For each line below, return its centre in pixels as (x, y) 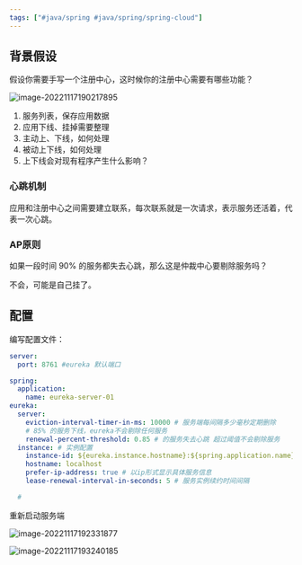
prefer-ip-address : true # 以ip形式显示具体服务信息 (119, 472)
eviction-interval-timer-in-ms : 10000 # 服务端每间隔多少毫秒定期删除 (151, 422)
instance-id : (50, 456)
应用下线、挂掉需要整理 (66, 128)
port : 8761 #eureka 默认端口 (69, 365)
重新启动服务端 (37, 515)
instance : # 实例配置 (55, 447)
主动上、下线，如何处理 (66, 138)
